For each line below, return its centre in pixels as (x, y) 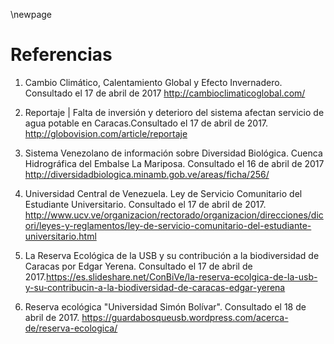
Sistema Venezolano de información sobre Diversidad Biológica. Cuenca (173, 153)
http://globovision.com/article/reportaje (106, 133)
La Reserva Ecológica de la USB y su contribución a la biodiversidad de (172, 255)
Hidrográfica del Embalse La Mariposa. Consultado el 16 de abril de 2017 (174, 163)
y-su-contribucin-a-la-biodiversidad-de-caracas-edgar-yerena (155, 287)
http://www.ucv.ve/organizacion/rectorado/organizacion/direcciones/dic (174, 215)
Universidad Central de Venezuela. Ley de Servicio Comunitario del (163, 193)
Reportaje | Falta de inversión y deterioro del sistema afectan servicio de (174, 112)
